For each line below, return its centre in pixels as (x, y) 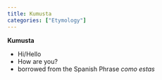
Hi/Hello (29, 54)
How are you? (38, 61)
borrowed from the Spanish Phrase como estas (86, 69)
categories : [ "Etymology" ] (47, 20)
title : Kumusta (30, 14)
